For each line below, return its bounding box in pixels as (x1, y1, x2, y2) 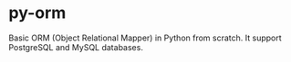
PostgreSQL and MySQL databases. (8, 41, 143, 52)
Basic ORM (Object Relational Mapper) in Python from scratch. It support (8, 32, 282, 43)
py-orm (8, 3, 67, 23)
